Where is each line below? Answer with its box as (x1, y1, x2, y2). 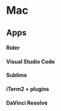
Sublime (6, 71, 28, 79)
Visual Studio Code (6, 58, 55, 65)
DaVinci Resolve (6, 99, 48, 106)
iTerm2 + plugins (6, 85, 50, 92)
